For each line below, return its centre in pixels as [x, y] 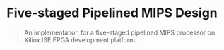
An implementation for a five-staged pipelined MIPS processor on [119, 32]
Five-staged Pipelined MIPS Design [112, 13]
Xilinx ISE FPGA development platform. [80, 39]
